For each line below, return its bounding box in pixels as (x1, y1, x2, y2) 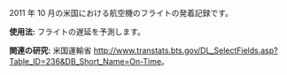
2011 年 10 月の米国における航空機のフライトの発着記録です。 (9, 8, 233, 18)
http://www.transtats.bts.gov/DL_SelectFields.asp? (93, 45, 278, 56)
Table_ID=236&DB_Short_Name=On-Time (9, 56, 162, 66)
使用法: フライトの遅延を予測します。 (9, 26, 146, 37)
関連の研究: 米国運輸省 (9, 45, 92, 56)
